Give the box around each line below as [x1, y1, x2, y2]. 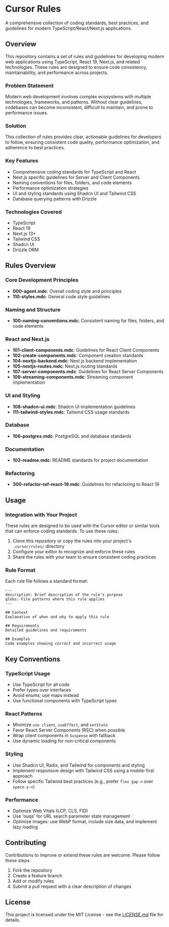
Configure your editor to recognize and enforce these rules [12, 549, 135, 555]
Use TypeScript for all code [12, 681, 70, 688]
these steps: [5, 857, 31, 863]
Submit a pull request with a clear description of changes [12, 883, 132, 889]
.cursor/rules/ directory [12, 543, 65, 549]
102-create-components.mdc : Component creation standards [12, 352, 144, 358]
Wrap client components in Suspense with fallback [12, 733, 116, 739]
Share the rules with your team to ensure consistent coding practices [12, 554, 156, 560]
